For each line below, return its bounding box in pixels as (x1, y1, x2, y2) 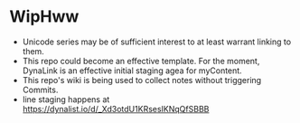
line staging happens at (22, 93, 110, 105)
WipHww (9, 6, 80, 27)
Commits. (22, 84, 59, 95)
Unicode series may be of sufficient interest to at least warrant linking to (22, 36, 292, 47)
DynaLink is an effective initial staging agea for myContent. (22, 65, 242, 76)
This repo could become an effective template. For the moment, (22, 55, 260, 66)
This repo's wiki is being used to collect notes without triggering (22, 74, 262, 85)
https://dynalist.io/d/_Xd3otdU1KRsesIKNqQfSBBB (22, 103, 210, 114)
